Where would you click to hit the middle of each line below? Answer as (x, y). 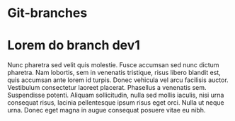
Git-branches (47, 13)
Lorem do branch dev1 (74, 46)
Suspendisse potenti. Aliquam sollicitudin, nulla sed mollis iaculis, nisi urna (116, 95)
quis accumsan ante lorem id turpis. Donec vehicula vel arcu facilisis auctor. (118, 80)
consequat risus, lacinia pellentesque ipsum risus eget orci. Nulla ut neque (116, 103)
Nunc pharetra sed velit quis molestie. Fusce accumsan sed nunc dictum (113, 65)
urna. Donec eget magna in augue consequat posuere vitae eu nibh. (107, 110)
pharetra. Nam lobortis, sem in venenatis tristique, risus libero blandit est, (114, 73)
